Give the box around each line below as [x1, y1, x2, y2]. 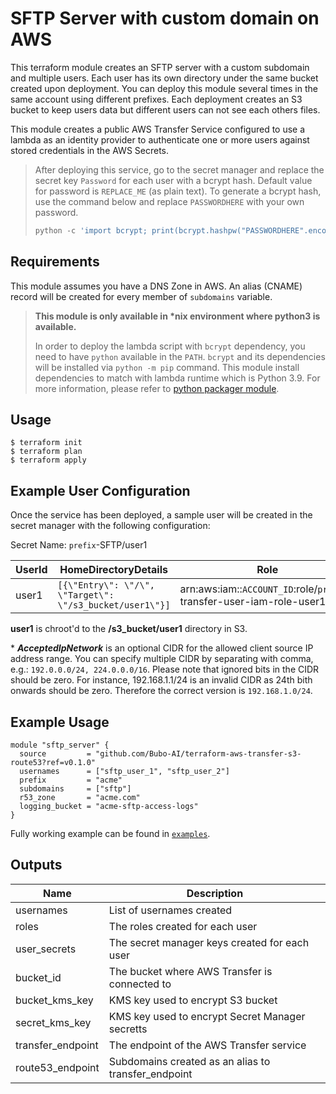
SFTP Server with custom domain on [10, 7, 320, 30]
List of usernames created [108, 903, 233, 917]
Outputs [10, 857, 63, 874]
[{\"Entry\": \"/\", [57, 580, 156, 591]
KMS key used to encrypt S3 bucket [108, 993, 278, 1007]
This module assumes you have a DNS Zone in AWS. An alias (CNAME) [10, 280, 303, 292]
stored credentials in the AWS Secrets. [10, 144, 170, 156]
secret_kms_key [15, 1015, 92, 1029]
